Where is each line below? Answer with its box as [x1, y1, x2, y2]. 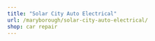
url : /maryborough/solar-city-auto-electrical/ [7, 17, 149, 24]
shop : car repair [7, 23, 58, 30]
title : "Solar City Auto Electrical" [7, 10, 117, 17]
